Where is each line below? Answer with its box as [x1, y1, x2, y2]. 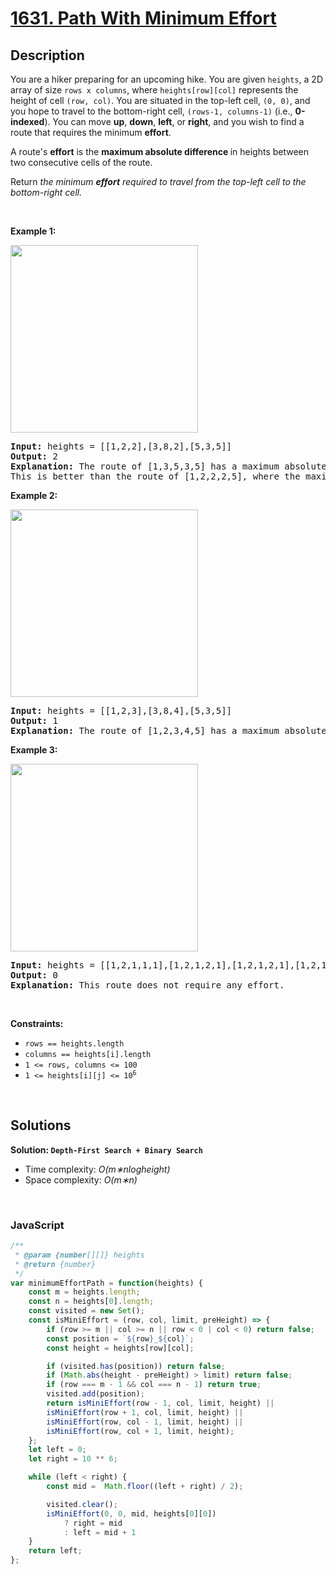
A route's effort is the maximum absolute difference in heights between [10, 146, 310, 157]
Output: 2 [10, 451, 58, 462]
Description [10, 47, 85, 64]
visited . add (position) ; [46, 1389, 145, 1399]
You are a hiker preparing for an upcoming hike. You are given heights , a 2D [10, 73, 324, 85]
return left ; [28, 1546, 83, 1556]
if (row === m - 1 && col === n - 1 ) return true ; [46, 1380, 262, 1390]
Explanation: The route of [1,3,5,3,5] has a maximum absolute [10, 461, 327, 472]
